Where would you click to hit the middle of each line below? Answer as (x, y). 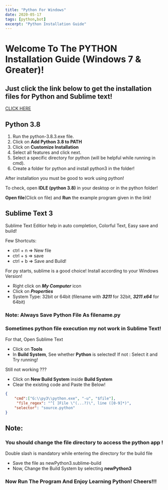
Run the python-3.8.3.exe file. (43, 137)
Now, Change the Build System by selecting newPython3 (72, 468)
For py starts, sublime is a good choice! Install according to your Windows (82, 271)
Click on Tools (27, 349)
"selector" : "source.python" (45, 408)
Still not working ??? (26, 369)
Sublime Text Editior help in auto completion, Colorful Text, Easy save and (82, 225)
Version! (14, 276)
